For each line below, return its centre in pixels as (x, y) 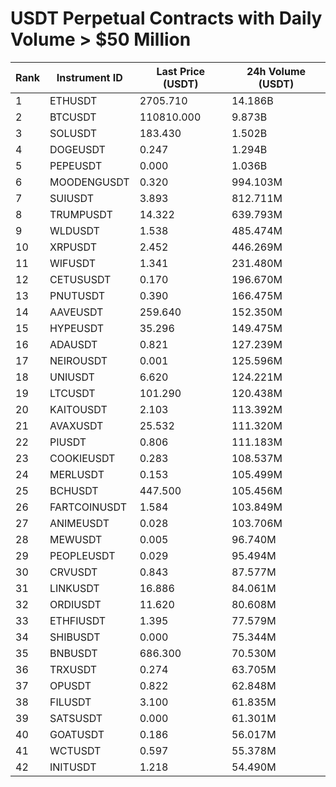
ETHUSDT (73, 100)
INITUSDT (73, 767)
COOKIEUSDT (82, 458)
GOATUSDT (77, 734)
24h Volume (276, 71)
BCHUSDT (74, 490)
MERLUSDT (77, 474)
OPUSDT (70, 685)
